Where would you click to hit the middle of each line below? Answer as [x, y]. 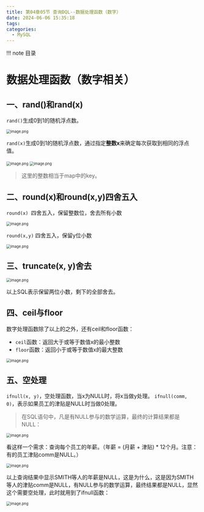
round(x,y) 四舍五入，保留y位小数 [49, 235]
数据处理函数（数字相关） [71, 80]
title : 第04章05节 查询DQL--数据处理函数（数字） [64, 12]
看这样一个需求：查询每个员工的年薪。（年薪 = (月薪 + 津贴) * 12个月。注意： [102, 447]
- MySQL [22, 35]
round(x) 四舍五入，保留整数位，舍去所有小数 [64, 213]
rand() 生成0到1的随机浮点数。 [44, 121]
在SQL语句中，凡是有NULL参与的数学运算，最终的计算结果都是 [100, 417]
